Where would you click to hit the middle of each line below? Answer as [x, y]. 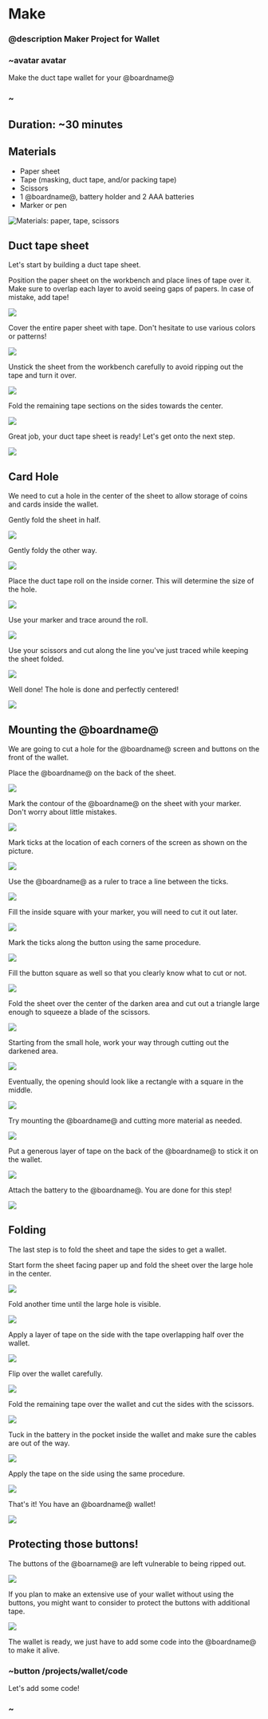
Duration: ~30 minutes [66, 124]
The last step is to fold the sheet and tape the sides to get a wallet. [118, 1249]
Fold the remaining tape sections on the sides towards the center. [116, 406]
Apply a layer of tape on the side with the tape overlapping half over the [126, 1334]
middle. [21, 1090]
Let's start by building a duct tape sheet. [75, 265]
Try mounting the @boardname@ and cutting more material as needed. [125, 1120]
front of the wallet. [39, 757]
